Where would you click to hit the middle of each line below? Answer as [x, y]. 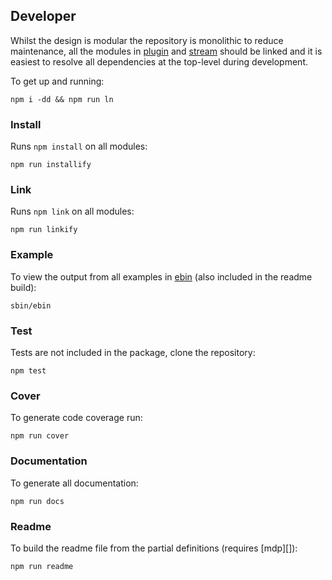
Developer [43, 16]
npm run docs [37, 501]
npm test [28, 371]
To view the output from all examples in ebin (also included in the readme [161, 276]
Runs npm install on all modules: [79, 146]
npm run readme [42, 566]
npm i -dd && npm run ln [62, 99]
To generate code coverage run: [76, 418]
